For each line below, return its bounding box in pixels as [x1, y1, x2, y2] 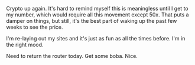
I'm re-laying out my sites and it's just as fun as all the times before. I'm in [6, 35, 186, 42]
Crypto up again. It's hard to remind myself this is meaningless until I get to [6, 5, 188, 12]
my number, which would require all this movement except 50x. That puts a [6, 11, 189, 18]
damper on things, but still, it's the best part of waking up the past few [6, 18, 177, 24]
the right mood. [6, 41, 44, 48]
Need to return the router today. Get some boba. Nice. [6, 53, 138, 59]
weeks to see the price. [6, 23, 63, 30]
